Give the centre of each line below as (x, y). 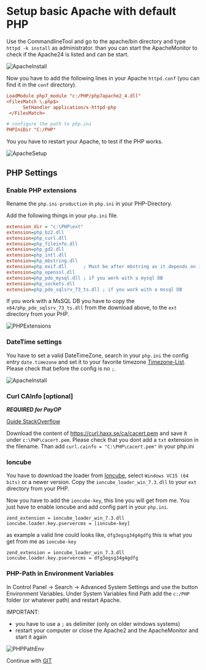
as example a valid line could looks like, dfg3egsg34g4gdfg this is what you (99, 535)
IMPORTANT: (23, 612)
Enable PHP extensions (42, 190)
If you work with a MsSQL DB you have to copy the (71, 301)
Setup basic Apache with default (91, 11)
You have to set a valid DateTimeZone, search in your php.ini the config (97, 355)
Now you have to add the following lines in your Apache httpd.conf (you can (103, 78)
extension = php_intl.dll (37, 255)
